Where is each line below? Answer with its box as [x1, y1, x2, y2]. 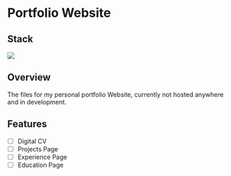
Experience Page [17, 153, 68, 161]
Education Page [17, 161, 64, 169]
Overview [7, 72, 51, 84]
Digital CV [17, 137, 47, 145]
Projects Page [17, 144, 58, 153]
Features [7, 118, 47, 130]
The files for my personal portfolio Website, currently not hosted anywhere [7, 90, 224, 99]
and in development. [7, 97, 67, 106]
